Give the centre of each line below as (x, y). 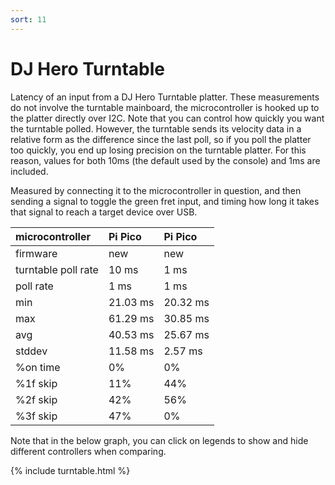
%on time (38, 367)
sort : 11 (28, 19)
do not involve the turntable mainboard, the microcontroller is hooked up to (165, 107)
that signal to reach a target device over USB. (104, 212)
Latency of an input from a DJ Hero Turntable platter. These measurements (165, 97)
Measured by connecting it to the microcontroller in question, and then (156, 190)
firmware (36, 253)
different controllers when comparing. (88, 451)
